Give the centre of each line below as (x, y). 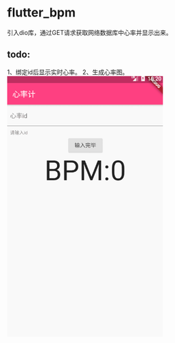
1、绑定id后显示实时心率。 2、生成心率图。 (68, 72)
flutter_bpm (42, 13)
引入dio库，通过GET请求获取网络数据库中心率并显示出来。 (90, 32)
